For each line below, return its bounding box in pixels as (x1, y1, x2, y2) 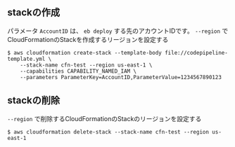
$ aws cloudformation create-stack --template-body (7, 49, 162, 56)
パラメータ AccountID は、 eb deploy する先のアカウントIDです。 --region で (7, 27, 229, 35)
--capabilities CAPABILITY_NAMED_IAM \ (20, 67, 137, 75)
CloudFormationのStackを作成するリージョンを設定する (7, 35, 169, 43)
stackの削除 (7, 94, 61, 106)
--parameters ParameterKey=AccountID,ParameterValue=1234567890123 (20, 73, 222, 80)
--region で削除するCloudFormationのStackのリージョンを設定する (7, 114, 202, 122)
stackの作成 (7, 6, 61, 19)
